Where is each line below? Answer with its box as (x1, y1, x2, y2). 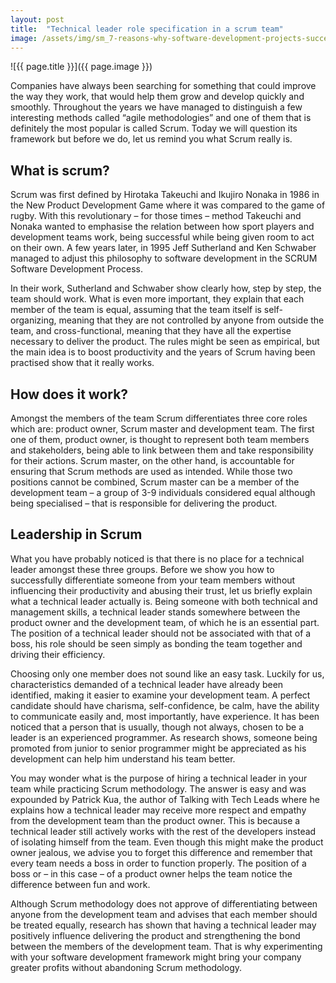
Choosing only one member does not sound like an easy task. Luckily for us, (10, 667, 325, 680)
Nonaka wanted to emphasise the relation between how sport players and (10, 221, 315, 233)
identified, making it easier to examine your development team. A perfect (10, 689, 311, 701)
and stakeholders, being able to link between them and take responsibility (10, 444, 314, 456)
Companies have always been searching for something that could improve (10, 80, 317, 92)
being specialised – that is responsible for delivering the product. (10, 497, 278, 509)
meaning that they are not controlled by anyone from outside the (58, 314, 325, 326)
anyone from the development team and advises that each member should (10, 908, 318, 920)
